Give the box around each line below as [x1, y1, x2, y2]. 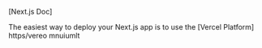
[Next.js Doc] [8, 7, 53, 16]
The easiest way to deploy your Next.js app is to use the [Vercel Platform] [8, 22, 255, 31]
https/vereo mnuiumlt [8, 31, 80, 40]
